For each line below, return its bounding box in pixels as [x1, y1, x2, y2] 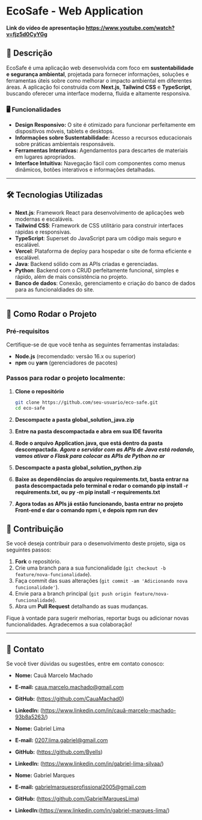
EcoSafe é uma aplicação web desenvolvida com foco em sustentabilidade [6, 64, 194, 71]
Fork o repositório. [14, 558, 61, 565]
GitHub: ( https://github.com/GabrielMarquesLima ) [14, 795, 139, 803]
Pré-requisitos [6, 327, 49, 335]
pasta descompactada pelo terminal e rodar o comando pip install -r [14, 482, 188, 489]
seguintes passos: [6, 546, 52, 553]
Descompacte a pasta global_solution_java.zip [14, 416, 135, 423]
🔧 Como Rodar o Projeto [6, 309, 97, 319]
